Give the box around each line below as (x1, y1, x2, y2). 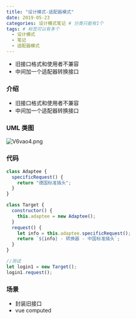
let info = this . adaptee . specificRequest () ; (17, 230, 131, 236)
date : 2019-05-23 (6, 15, 50, 21)
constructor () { (11, 208, 53, 214)
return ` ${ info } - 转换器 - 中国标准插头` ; (17, 236, 120, 242)
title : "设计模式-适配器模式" (6, 9, 74, 15)
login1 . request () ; (6, 269, 53, 275)
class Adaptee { (6, 168, 47, 174)
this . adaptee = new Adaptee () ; (17, 213, 96, 219)
